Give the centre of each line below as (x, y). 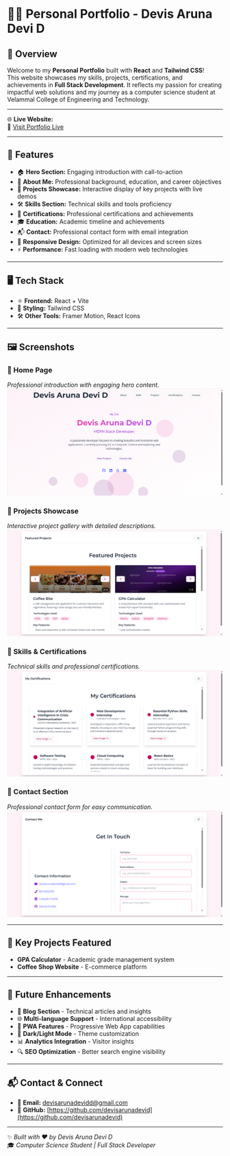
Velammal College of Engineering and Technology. (78, 99)
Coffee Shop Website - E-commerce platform (82, 967)
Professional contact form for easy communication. (80, 807)
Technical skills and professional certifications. (74, 666)
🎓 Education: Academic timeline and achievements (91, 221)
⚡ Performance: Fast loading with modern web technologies (102, 249)
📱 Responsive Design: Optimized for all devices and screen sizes (109, 241)
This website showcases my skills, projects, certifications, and (95, 77)
